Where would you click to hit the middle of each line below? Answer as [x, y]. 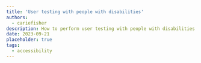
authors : [17, 17]
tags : [13, 46]
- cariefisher [29, 23]
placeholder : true [29, 40]
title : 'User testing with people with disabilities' [75, 12]
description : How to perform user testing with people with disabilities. [102, 28]
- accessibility [32, 51]
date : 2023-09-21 [28, 34]
